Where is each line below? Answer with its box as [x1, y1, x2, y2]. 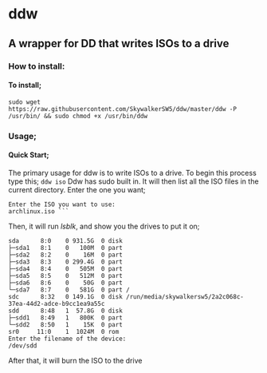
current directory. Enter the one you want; [8, 185, 146, 194]
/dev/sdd [8, 341, 37, 350]
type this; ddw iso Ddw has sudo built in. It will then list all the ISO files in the [8, 177, 259, 186]
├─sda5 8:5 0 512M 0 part [8, 272, 124, 280]
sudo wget [8, 97, 41, 106]
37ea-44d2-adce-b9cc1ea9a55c [8, 300, 105, 308]
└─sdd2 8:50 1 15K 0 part [8, 320, 124, 328]
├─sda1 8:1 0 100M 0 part [8, 244, 124, 252]
